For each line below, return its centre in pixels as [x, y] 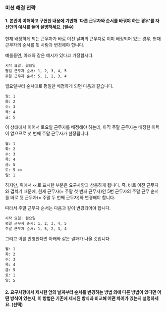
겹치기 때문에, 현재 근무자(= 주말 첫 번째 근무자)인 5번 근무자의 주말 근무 [80, 191]
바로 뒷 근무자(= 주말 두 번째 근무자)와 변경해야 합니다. [63, 198]
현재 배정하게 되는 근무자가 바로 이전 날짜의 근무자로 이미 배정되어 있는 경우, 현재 [83, 39]
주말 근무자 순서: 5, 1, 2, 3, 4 [36, 76]
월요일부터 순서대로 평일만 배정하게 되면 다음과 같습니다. [59, 86]
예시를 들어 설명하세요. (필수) [46, 27]
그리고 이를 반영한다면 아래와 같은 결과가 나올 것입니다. [58, 239]
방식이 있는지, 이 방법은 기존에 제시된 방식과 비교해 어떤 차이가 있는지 [76, 298]
